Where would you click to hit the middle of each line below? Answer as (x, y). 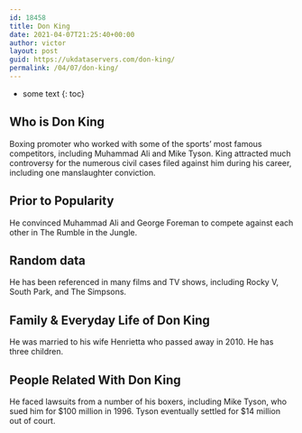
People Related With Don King (96, 380)
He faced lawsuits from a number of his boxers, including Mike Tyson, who (148, 401)
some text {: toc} (54, 93)
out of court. (32, 420)
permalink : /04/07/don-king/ (64, 69)
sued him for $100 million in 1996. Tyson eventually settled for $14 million (145, 410)
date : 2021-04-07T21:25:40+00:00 (72, 34)
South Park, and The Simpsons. (68, 292)
